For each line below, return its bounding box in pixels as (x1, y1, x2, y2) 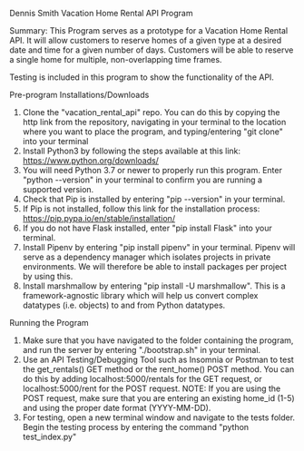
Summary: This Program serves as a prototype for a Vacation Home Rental (9, 25, 289, 35)
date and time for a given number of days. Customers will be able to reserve (9, 44, 294, 55)
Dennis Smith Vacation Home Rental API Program (9, 8, 193, 18)
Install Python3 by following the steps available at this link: (22, 145, 241, 156)
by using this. (22, 271, 74, 281)
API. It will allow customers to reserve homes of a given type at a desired (9, 35, 282, 45)
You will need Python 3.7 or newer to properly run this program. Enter (22, 165, 283, 175)
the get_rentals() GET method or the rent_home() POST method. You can (22, 364, 295, 375)
